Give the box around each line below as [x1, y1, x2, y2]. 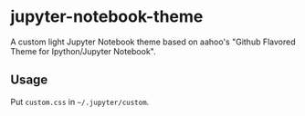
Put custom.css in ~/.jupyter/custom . [10, 96, 150, 107]
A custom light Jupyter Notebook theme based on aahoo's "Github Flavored [10, 36, 296, 47]
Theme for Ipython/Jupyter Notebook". [10, 45, 156, 56]
